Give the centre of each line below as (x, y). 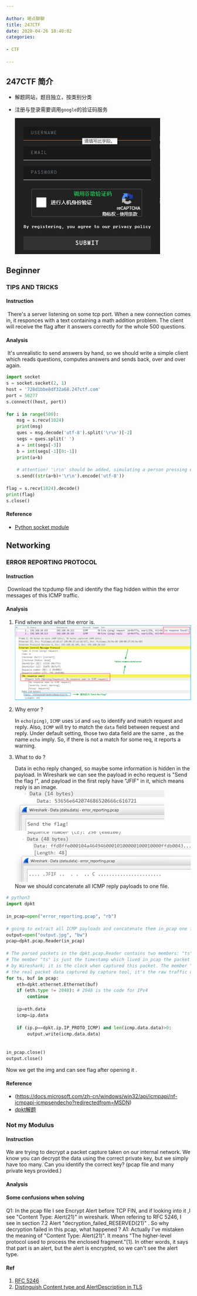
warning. (25, 746)
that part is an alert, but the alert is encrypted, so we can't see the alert (92, 1248)
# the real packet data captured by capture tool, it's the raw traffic (97, 972)
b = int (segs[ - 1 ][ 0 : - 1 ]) (47, 451)
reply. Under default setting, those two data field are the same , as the (99, 733)
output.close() (25, 1059)
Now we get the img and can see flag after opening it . (72, 1070)
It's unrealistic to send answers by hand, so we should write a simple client (98, 353)
